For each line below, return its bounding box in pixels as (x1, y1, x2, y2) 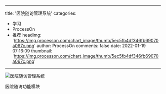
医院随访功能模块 (5, 84, 40, 89)
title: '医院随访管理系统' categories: (5, 10, 77, 16)
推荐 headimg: (12, 32, 42, 38)
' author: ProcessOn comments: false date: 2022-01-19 (34, 43, 146, 48)
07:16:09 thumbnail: (12, 48, 53, 54)
